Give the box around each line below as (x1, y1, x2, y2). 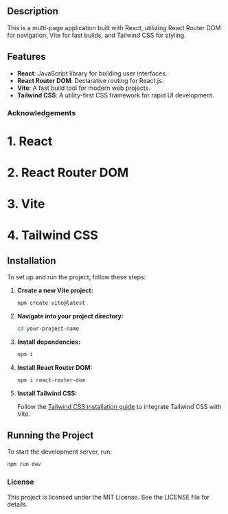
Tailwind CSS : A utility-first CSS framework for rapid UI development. (16, 91, 214, 99)
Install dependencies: (16, 338, 81, 346)
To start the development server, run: (7, 447, 112, 456)
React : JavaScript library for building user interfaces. (16, 69, 168, 78)
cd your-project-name (16, 325, 79, 332)
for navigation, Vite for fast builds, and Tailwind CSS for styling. (7, 31, 187, 39)
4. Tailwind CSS (7, 228, 98, 243)
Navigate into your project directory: (16, 312, 124, 320)
